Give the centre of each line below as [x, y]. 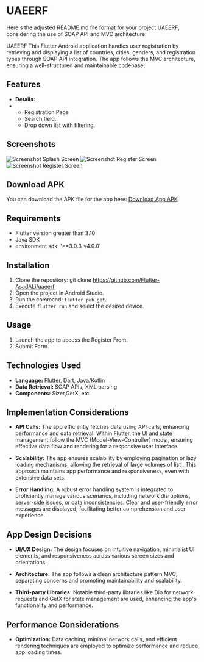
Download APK [36, 185]
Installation [28, 265]
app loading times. [38, 652]
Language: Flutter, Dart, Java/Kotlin [60, 380]
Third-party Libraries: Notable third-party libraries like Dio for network [104, 592]
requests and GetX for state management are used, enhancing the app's [106, 599]
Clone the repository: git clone [53, 280]
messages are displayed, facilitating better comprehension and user [100, 509]
